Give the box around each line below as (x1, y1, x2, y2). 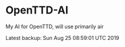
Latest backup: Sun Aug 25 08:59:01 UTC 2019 (5, 34, 120, 41)
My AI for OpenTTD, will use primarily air (5, 23, 104, 30)
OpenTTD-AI (5, 4, 68, 17)
